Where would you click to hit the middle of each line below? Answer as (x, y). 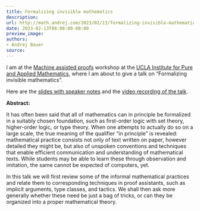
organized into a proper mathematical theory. (62, 201)
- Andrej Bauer (25, 45)
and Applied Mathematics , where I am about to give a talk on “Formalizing (97, 73)
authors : (17, 39)
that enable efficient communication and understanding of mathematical (95, 152)
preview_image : (25, 34)
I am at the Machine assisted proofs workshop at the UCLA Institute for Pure (100, 67)
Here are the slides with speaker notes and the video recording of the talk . (97, 91)
